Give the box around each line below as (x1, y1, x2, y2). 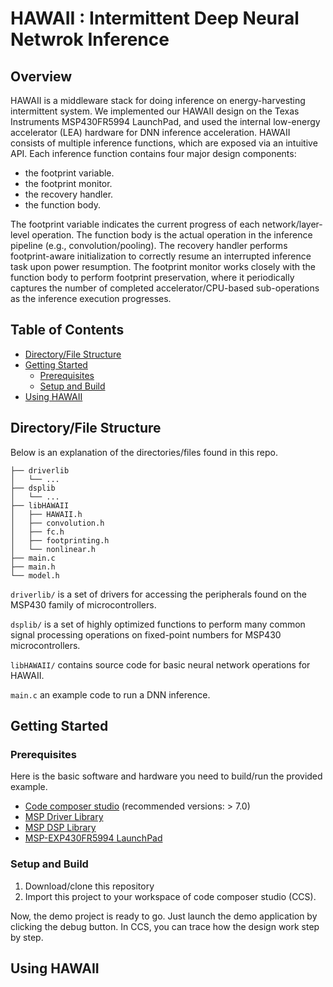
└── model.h (10, 570, 60, 581)
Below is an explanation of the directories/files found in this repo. (10, 446, 278, 458)
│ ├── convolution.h (10, 518, 105, 528)
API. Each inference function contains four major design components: (10, 148, 297, 159)
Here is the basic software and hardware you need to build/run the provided (10, 770, 323, 782)
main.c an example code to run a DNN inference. (10, 688, 211, 701)
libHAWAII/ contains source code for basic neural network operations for (10, 658, 311, 671)
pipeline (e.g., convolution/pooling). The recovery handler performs (10, 240, 288, 251)
